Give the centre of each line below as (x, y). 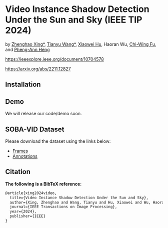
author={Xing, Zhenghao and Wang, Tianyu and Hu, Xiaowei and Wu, (80, 202)
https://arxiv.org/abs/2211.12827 (38, 69)
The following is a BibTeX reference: (43, 184)
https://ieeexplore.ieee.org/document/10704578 (54, 59)
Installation (23, 85)
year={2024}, (23, 212)
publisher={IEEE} (28, 216)
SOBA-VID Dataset (35, 129)
